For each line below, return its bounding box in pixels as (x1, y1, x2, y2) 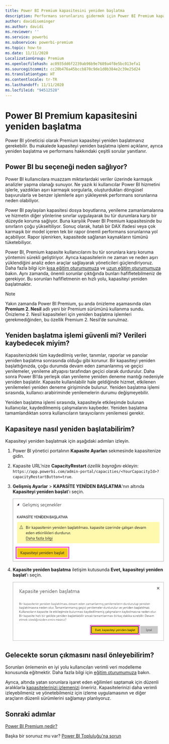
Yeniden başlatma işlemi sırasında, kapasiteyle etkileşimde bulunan (5, 399, 144, 405)
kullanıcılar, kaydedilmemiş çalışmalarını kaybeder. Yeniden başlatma (5, 405, 147, 411)
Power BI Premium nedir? (5, 723, 58, 729)
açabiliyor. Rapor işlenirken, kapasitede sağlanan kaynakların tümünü (5, 234, 148, 240)
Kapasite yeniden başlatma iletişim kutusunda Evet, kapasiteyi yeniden (12, 566, 163, 573)
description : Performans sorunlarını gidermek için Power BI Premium (5, 13, 154, 19)
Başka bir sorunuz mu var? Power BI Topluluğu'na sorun (5, 732, 122, 739)
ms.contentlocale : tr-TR (5, 77, 57, 82)
